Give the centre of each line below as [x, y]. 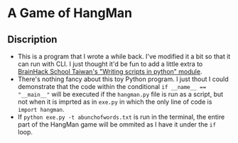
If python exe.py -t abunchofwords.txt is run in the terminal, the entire [121, 117]
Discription [32, 39]
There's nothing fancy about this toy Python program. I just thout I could [123, 79]
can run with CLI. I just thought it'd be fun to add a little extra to [110, 64]
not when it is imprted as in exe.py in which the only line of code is [115, 102]
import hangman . [41, 109]
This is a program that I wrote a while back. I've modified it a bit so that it [124, 56]
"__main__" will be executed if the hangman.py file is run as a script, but [120, 94]
